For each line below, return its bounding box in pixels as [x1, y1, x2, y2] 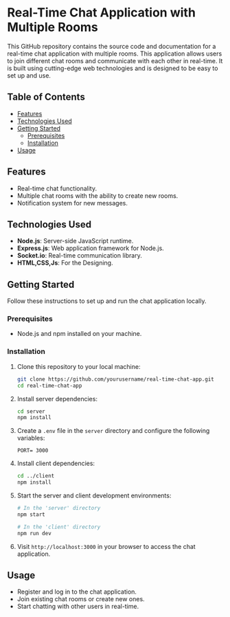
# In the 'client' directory [16, 524, 101, 530]
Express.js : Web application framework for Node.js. [16, 244, 165, 252]
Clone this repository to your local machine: [16, 362, 141, 370]
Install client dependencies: [16, 459, 95, 468]
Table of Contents [7, 91, 86, 103]
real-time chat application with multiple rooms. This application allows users [7, 49, 222, 58]
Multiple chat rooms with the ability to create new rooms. [16, 191, 179, 200]
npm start [16, 511, 46, 518]
